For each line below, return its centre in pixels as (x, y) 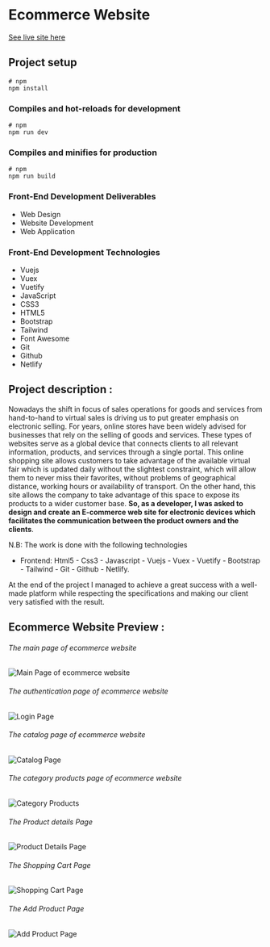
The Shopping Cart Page (50, 865)
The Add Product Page (46, 908)
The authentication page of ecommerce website (89, 691)
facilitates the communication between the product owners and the (124, 520)
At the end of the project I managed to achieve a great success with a (124, 585)
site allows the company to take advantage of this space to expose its (124, 495)
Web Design (40, 214)
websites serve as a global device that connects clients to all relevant (123, 443)
